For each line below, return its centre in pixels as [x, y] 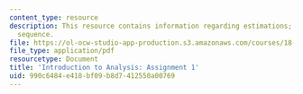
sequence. [36, 34]
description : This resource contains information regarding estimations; [151, 26]
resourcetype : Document [54, 59]
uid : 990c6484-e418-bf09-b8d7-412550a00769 [92, 76]
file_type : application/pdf [62, 51]
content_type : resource [54, 17]
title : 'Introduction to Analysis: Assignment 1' [105, 68]
